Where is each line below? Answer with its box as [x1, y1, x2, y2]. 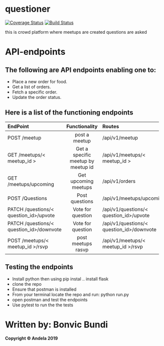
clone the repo [12, 281, 42, 287]
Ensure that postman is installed [12, 286, 77, 292]
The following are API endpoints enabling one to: [5, 66, 156, 74]
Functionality [66, 123, 98, 130]
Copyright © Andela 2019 [5, 335, 58, 341]
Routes [102, 123, 120, 130]
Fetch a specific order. [12, 89, 58, 95]
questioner [5, 3, 50, 15]
